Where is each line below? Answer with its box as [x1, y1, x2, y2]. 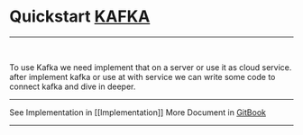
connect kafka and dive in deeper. [9, 81, 136, 92]
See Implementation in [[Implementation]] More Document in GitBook [9, 106, 266, 118]
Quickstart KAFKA [9, 6, 151, 27]
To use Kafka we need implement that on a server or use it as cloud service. [9, 61, 292, 73]
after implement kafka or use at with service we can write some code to [9, 71, 276, 82]
